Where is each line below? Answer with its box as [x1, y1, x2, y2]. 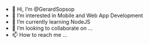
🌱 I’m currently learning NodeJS [11, 18, 91, 25]
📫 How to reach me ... [11, 32, 67, 38]
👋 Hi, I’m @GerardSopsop [11, 6, 75, 12]
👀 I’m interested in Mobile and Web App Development [11, 12, 143, 19]
